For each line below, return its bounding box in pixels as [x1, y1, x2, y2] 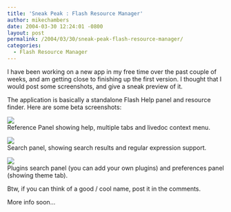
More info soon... [7, 197, 56, 206]
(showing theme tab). [7, 171, 68, 180]
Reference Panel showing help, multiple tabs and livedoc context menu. [7, 123, 210, 131]
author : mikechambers [7, 17, 70, 23]
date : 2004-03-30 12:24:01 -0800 [7, 23, 103, 30]
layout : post [7, 29, 45, 37]
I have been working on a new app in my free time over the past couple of [7, 67, 217, 76]
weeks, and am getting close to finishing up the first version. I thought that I [7, 75, 222, 83]
